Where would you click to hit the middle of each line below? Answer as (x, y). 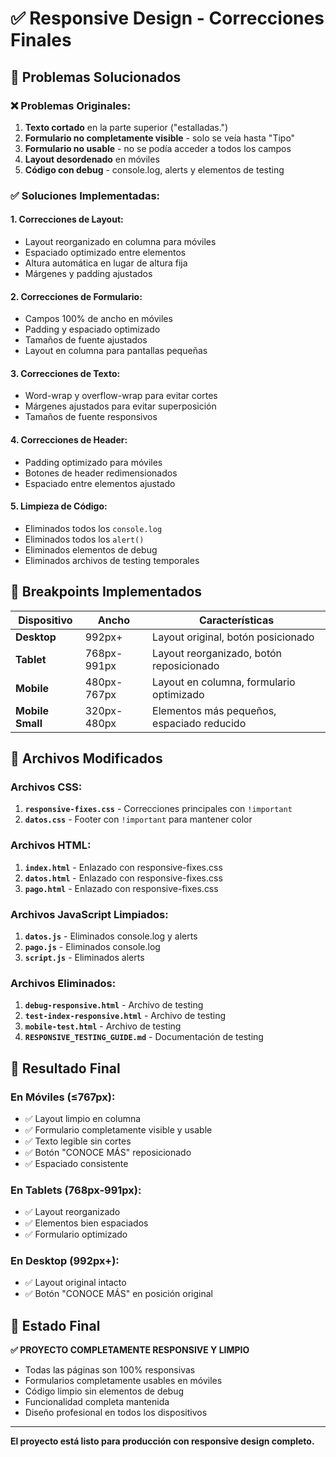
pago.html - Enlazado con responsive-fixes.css (121, 888)
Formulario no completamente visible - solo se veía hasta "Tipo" (160, 138)
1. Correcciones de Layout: (67, 219)
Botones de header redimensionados (101, 473)
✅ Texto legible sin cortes (78, 1141)
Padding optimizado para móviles (93, 462)
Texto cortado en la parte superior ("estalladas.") (126, 127)
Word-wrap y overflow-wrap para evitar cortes (121, 396)
